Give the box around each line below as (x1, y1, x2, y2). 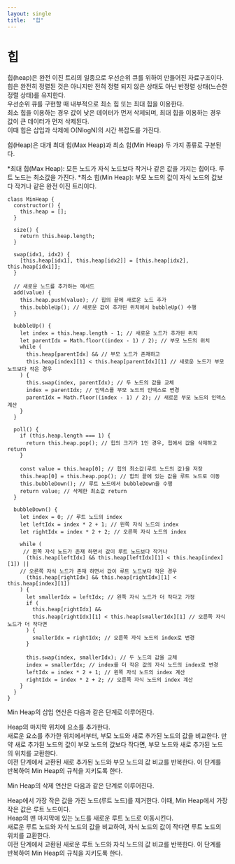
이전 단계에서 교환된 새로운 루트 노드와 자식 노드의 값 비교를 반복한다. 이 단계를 (7, 840, 222, 849)
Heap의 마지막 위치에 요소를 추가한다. (7, 723, 111, 732)
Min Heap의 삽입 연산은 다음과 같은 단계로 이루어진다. (7, 708, 155, 716)
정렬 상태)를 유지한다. (7, 91, 66, 99)
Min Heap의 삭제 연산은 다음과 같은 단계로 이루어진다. (7, 781, 155, 790)
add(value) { (13, 289, 52, 296)
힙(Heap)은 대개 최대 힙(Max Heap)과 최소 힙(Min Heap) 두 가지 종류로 (7, 141, 203, 149)
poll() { (13, 426, 39, 433)
